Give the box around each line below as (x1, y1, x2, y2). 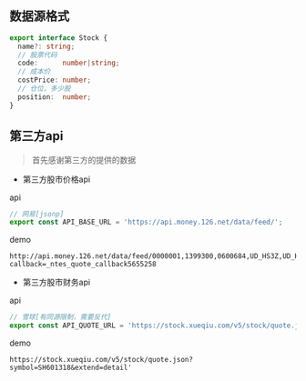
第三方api (9, 128, 64, 144)
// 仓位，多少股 (17, 85, 71, 94)
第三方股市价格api (22, 174, 91, 185)
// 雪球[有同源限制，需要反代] (9, 313, 112, 322)
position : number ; (17, 92, 92, 102)
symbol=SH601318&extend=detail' (9, 363, 132, 372)
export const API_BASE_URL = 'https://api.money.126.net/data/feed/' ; (9, 217, 283, 227)
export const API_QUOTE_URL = (9, 321, 125, 330)
